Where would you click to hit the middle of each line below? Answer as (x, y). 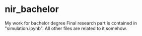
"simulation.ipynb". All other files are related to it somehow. (66, 28)
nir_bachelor (32, 9)
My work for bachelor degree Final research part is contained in (71, 23)
